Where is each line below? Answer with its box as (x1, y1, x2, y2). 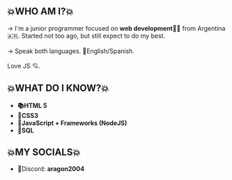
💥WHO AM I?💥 (7, 6, 74, 17)
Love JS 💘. (7, 61, 40, 70)
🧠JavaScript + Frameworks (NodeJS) (17, 119, 127, 127)
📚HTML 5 (17, 101, 47, 110)
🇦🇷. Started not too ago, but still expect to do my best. (7, 31, 166, 40)
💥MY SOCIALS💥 (7, 147, 81, 158)
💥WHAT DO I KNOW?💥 (7, 82, 109, 94)
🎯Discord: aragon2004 (17, 165, 85, 173)
